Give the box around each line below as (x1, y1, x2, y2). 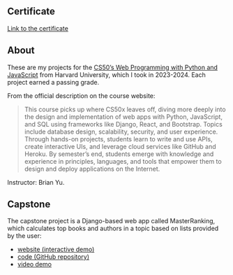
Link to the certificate (7, 24, 68, 32)
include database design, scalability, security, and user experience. (24, 127, 218, 136)
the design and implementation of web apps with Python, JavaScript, (24, 112, 223, 121)
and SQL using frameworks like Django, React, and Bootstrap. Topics (24, 120, 223, 128)
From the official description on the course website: (7, 91, 156, 100)
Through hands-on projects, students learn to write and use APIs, (24, 134, 213, 143)
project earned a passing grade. (7, 78, 100, 86)
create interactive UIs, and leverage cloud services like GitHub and (24, 142, 216, 150)
